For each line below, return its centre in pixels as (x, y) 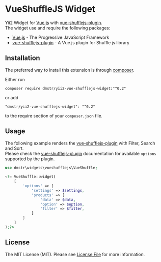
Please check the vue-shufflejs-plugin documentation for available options (81, 153)
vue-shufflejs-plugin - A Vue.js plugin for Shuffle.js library (71, 42)
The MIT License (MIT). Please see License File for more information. (75, 254)
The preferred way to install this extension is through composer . (70, 70)
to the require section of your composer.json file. (54, 116)
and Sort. (14, 148)
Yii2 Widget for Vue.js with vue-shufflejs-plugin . (54, 23)
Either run (15, 79)
